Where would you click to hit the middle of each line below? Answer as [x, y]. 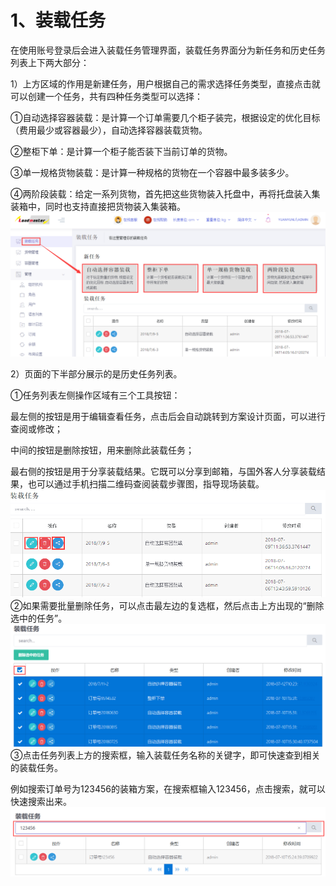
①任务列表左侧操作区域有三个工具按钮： [95, 395]
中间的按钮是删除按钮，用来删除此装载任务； [102, 450]
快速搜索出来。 [41, 801]
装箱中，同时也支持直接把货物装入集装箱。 [98, 206]
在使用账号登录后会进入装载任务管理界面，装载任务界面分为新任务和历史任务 [168, 50]
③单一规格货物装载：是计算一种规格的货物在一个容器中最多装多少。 [152, 172]
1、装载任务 [58, 20]
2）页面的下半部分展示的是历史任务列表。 [96, 374]
